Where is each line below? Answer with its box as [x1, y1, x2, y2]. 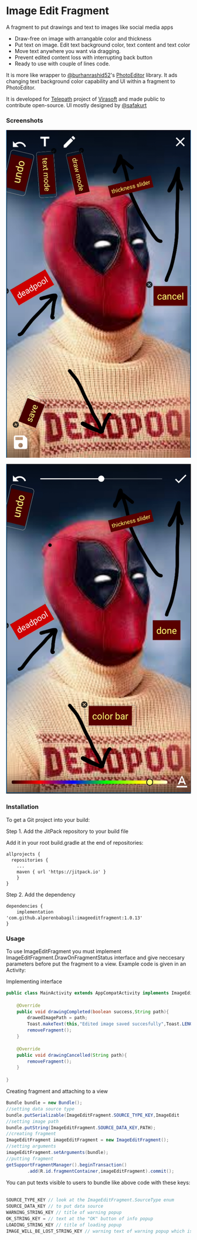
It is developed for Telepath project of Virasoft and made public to [6, 95, 165, 102]
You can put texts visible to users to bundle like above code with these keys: [6, 1179, 191, 1186]
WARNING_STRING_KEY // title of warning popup [6, 1209, 122, 1216]
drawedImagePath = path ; [27, 1015, 88, 1021]
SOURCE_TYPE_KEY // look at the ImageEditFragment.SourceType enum [6, 1197, 175, 1203]
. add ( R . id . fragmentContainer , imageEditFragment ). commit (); [27, 1168, 175, 1174]
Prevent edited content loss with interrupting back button [14, 54, 153, 61]
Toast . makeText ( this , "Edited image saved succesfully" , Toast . [27, 1021, 182, 1027]
